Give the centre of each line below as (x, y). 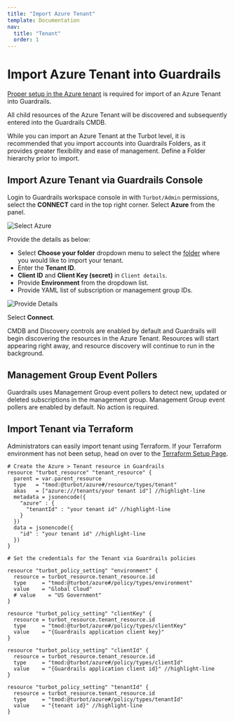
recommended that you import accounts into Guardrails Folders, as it (107, 144)
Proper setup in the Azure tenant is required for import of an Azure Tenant (114, 94)
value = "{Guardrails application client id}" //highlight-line (114, 669)
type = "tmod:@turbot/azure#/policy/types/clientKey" (100, 626)
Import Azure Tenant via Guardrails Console (105, 180)
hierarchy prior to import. (43, 158)
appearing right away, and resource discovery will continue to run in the (111, 346)
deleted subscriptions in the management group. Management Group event (116, 400)
